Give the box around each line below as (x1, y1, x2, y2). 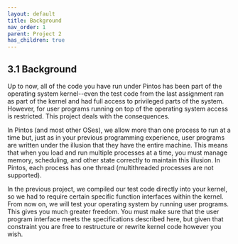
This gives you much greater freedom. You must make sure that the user (7, 207, 220, 216)
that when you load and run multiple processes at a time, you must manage (7, 148, 228, 157)
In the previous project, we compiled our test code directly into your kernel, (7, 184, 228, 193)
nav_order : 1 (7, 23, 46, 30)
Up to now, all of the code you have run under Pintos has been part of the (7, 82, 222, 90)
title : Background (7, 17, 62, 24)
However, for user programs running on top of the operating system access (7, 104, 229, 113)
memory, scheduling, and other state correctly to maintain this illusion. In (7, 155, 220, 164)
